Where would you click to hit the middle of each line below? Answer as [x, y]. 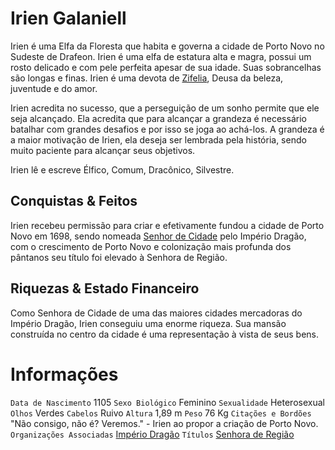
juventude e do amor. [54, 88]
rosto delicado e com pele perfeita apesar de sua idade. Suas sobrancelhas [166, 67]
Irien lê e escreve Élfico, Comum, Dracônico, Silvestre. [122, 169]
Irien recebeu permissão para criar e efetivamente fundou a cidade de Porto [167, 225]
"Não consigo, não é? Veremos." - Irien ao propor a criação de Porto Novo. [164, 423]
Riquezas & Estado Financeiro [105, 288]
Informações [64, 374]
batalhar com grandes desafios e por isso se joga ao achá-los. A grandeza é [167, 129]
